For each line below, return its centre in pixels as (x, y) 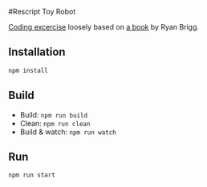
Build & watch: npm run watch (68, 132)
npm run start (32, 175)
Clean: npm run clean (55, 123)
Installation (37, 52)
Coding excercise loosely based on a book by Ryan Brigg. (103, 27)
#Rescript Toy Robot (42, 12)
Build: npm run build (54, 114)
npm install (28, 70)
